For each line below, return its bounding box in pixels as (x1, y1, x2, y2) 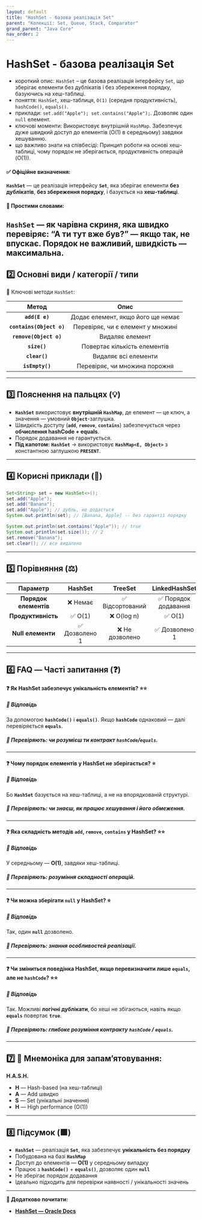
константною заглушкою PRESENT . (14, 447, 101, 454)
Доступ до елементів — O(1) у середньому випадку (14, 1159, 149, 1166)
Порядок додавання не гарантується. (14, 434, 112, 441)
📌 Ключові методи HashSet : (6, 288, 75, 296)
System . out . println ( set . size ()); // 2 (6, 529, 103, 535)
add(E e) (24, 313, 50, 321)
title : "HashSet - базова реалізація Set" (6, 14, 114, 21)
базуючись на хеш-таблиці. (14, 90, 86, 97)
